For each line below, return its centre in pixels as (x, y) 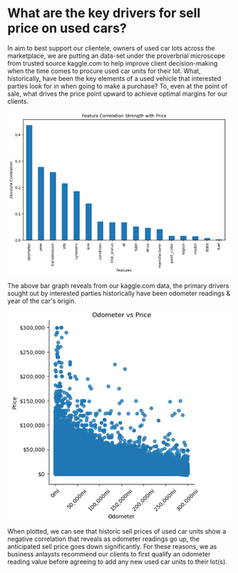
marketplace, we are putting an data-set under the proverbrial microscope (117, 56)
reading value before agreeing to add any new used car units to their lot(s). (118, 562)
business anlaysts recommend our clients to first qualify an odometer (109, 554)
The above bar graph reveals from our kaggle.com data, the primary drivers (118, 285)
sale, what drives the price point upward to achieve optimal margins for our (118, 94)
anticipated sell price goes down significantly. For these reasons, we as (112, 546)
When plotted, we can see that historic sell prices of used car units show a (117, 531)
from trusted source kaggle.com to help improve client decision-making (113, 63)
